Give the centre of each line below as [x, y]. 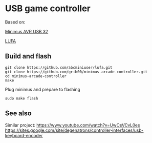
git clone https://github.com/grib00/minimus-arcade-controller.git [76, 72]
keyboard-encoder [24, 135]
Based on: [15, 22]
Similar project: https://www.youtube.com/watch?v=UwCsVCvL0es [73, 125]
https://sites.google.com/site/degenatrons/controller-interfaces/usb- [74, 130]
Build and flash [28, 56]
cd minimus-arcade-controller [36, 76]
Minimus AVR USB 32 [27, 31]
